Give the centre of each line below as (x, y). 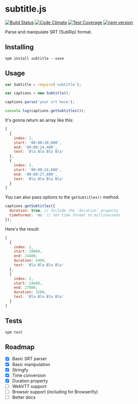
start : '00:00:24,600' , (38, 170)
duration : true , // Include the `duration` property (64, 211)
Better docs (24, 397)
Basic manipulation (31, 364)
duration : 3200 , (30, 292)
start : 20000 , (28, 252)
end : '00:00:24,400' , (35, 147)
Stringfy (20, 370)
